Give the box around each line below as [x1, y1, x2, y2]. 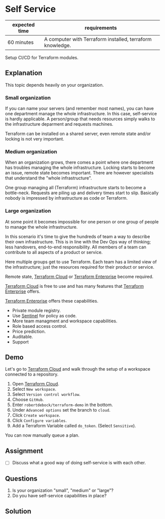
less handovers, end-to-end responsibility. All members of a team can [5, 244, 146, 250]
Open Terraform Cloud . [12, 381, 59, 387]
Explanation [5, 69, 43, 77]
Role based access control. [12, 323, 67, 329]
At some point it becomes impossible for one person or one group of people [5, 218, 159, 225]
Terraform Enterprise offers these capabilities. [5, 298, 99, 304]
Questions [5, 474, 38, 483]
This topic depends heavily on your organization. [5, 82, 104, 88]
